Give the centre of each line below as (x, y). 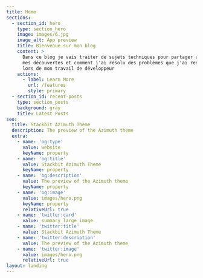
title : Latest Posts (43, 114)
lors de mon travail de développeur (68, 68)
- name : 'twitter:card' (47, 215)
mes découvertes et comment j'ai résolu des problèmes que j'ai (105, 63)
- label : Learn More (48, 80)
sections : (19, 18)
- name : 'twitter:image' (48, 249)
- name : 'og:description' (50, 176)
